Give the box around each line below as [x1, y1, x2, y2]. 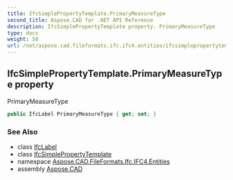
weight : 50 [7, 36, 39, 43]
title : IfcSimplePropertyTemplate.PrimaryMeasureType [7, 10, 166, 17]
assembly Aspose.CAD [17, 164, 83, 173]
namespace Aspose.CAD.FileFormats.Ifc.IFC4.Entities [17, 157, 170, 165]
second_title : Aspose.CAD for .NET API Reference [7, 17, 154, 24]
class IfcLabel [17, 143, 58, 151]
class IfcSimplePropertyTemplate [17, 150, 112, 158]
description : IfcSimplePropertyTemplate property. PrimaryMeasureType [7, 23, 216, 30]
